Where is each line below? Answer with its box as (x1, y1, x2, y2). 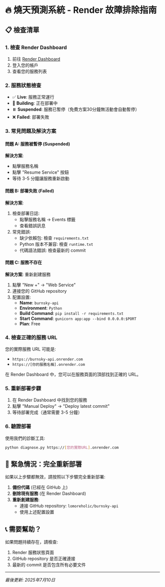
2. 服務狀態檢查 (5, 82, 42, 89)
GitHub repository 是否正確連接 (12, 556, 76, 562)
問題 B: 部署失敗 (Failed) (5, 188, 55, 194)
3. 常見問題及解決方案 (5, 128, 56, 135)
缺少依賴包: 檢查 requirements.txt (19, 235, 89, 241)
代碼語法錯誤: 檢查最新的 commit (19, 247, 86, 253)
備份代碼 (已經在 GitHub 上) (12, 484, 68, 490)
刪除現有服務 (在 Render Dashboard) (12, 491, 86, 497)
